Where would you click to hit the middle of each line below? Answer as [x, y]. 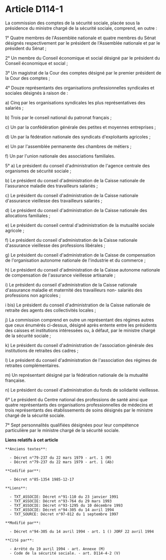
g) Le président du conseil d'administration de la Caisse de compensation [80, 255]
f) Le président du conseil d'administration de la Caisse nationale [71, 240]
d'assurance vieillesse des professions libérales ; [55, 245]
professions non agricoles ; [33, 295]
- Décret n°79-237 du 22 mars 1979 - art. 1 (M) [61, 458]
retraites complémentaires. [33, 365]
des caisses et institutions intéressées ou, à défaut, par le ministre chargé [80, 330]
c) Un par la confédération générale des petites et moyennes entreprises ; [81, 127]
